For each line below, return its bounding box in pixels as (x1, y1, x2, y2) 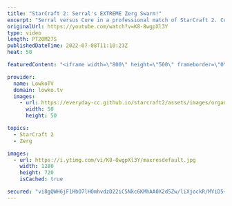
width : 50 (25, 106, 54, 113)
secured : (7, 188, 32, 195)
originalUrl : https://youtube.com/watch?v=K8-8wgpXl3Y (7, 23, 168, 30)
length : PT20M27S (7, 36, 57, 43)
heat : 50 (7, 49, 32, 56)
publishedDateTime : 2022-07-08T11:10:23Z (7, 42, 128, 49)
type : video (7, 29, 41, 37)
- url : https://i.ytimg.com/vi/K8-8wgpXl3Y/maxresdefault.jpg (13, 156, 196, 163)
